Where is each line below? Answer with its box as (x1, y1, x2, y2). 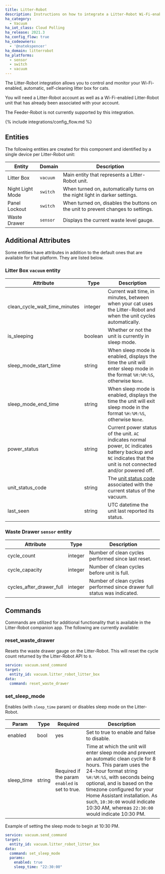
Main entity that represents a (63, 171, 129, 178)
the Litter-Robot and (108, 306, 156, 313)
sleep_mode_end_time (7, 400, 59, 407)
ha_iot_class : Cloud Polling (5, 26, 65, 30)
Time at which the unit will (85, 743, 146, 750)
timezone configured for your (85, 786, 154, 793)
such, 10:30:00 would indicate (85, 798, 156, 805)
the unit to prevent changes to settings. (63, 206, 153, 212)
